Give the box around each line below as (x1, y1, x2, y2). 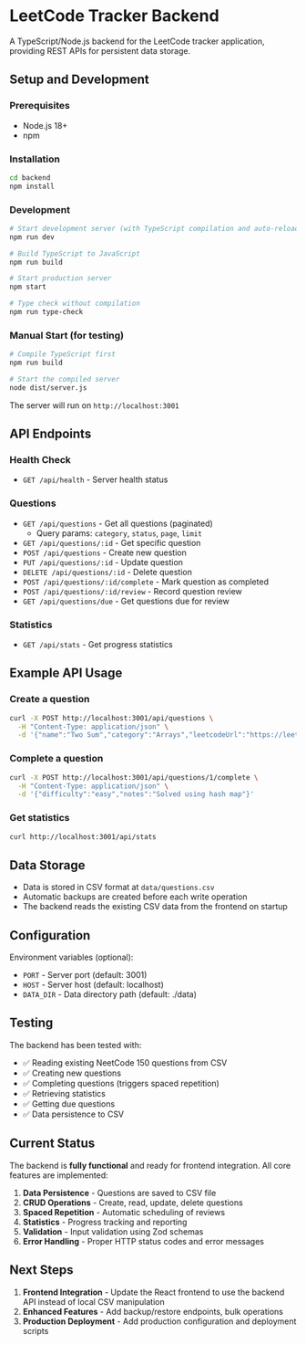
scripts (22, 1325, 49, 1336)
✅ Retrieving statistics (22, 1088, 107, 1098)
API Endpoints (9, 426, 92, 442)
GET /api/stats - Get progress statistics (22, 639, 173, 650)
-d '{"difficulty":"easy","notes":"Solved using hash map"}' (17, 790, 255, 799)
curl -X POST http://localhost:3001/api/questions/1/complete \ (9, 772, 259, 782)
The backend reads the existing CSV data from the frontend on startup (22, 901, 289, 912)
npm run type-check (9, 308, 84, 317)
